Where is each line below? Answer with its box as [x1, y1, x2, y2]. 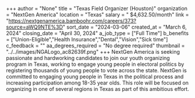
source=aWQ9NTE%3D [6, 23, 63, 30]
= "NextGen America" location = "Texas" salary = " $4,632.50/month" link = [6, 11, 189, 18]
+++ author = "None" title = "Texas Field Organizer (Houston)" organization [6, 5, 188, 12]
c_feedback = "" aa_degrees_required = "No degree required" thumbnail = [6, 42, 185, 49]
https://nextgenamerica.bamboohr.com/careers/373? [8, 17, 137, 24]
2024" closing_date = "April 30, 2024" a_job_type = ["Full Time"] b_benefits [6, 30, 189, 37]
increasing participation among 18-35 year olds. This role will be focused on [6, 79, 189, 86]
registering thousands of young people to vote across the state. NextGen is [6, 67, 187, 73]
